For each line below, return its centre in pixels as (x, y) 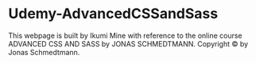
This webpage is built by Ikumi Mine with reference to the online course (125, 35)
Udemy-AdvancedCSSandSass (113, 14)
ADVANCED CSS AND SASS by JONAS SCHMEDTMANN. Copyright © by (128, 43)
